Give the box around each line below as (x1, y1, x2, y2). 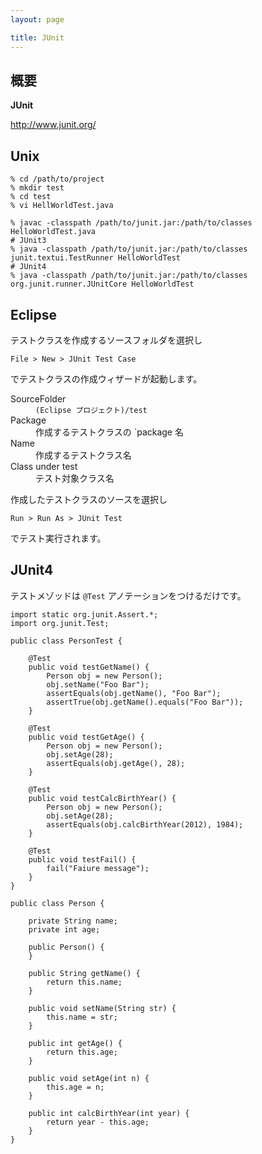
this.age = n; (46, 1082, 105, 1092)
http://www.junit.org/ (10, 119, 97, 131)
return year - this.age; (46, 1117, 150, 1127)
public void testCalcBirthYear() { (28, 793, 177, 803)
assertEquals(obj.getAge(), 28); (46, 758, 186, 768)
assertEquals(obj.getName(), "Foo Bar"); (46, 688, 222, 698)
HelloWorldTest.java (10, 227, 97, 237)
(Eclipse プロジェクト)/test (35, 405, 148, 415)
